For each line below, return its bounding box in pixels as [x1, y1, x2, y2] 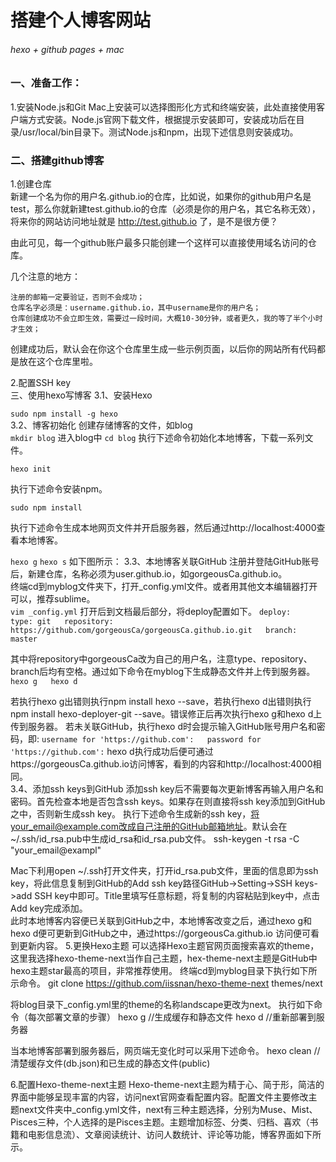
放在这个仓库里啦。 [18, 356, 98, 368]
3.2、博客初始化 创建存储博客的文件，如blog [10, 419, 193, 431]
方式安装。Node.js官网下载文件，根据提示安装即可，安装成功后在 [27, 113, 297, 125]
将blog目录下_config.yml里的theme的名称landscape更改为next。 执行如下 [10, 999, 314, 1011]
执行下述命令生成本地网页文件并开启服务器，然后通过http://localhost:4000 [10, 522, 317, 534]
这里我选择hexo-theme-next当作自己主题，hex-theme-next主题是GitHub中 [10, 952, 318, 965]
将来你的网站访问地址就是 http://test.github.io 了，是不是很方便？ [10, 216, 279, 228]
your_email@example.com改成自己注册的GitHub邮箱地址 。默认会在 [10, 821, 288, 833]
